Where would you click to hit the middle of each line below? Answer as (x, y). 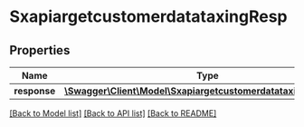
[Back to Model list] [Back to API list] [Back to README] (113, 113)
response (35, 91)
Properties (40, 50)
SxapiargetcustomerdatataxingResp (148, 17)
